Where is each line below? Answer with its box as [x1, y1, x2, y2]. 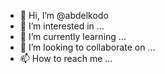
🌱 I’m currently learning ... [19, 31, 127, 42]
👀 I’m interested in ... [19, 20, 105, 32]
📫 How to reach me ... [19, 53, 113, 64]
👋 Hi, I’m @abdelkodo [19, 10, 109, 21]
